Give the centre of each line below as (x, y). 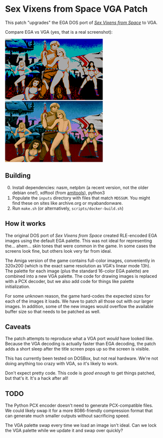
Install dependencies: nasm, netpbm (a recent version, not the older (80, 187)
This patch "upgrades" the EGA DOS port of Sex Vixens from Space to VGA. (81, 22)
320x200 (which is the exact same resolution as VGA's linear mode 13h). (78, 265)
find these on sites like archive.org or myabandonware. (67, 203)
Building (18, 176)
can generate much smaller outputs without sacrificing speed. (67, 416)
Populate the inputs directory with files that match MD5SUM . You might (81, 198)
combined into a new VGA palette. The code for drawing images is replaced (81, 276)
